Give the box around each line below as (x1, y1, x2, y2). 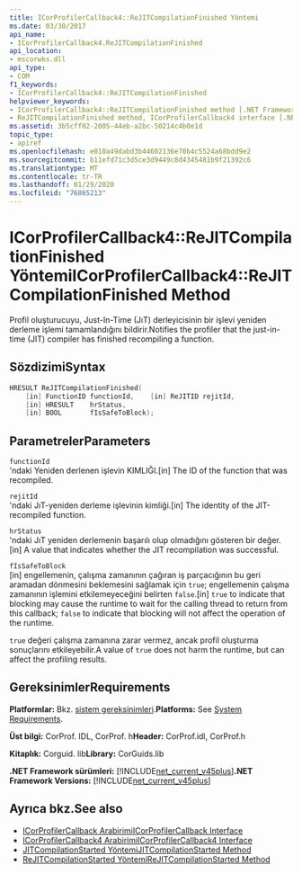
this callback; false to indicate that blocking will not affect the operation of (9, 608, 286, 619)
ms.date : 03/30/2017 (9, 22, 87, 31)
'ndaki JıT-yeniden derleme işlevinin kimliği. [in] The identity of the (9, 500, 254, 511)
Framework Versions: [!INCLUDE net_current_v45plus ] (9, 775, 211, 786)
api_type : (9, 64, 47, 73)
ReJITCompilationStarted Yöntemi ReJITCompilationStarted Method (22, 853, 271, 864)
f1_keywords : (9, 80, 58, 89)
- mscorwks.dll (9, 55, 67, 64)
